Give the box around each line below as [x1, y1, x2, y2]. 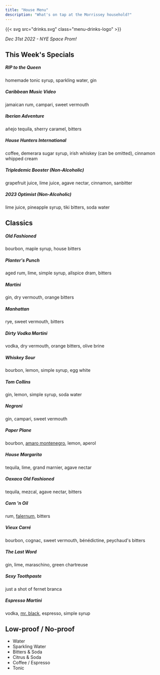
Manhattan [5, 306, 29, 312]
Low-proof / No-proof [5, 624, 75, 633]
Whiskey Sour [5, 354, 35, 360]
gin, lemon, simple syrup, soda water [5, 391, 82, 397]
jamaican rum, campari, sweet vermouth [5, 102, 89, 108]
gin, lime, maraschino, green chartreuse [5, 561, 88, 567]
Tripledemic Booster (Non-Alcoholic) [5, 167, 84, 173]
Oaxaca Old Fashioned [5, 476, 55, 482]
